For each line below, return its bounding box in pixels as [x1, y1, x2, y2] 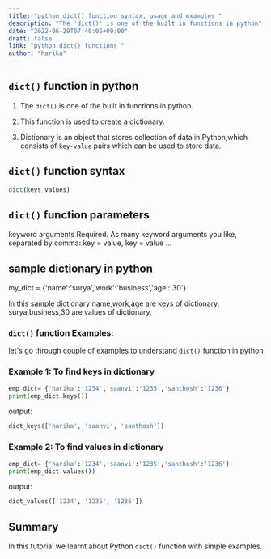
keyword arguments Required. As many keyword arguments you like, [8, 230, 237, 239]
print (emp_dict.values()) [8, 467, 95, 476]
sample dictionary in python [8, 261, 154, 275]
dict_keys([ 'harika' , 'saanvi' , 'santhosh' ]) [8, 422, 164, 430]
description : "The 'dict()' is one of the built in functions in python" [8, 19, 263, 28]
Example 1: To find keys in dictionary [8, 366, 155, 377]
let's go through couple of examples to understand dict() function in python [8, 345, 264, 356]
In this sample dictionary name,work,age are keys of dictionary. [8, 299, 220, 308]
